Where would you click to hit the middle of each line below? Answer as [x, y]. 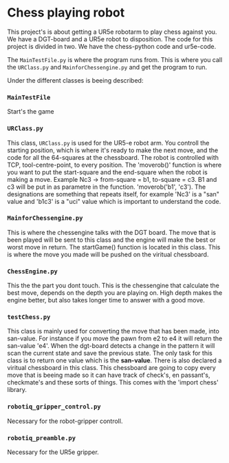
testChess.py [29, 317]
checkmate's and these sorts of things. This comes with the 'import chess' [113, 382]
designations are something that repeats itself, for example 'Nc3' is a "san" [113, 194]
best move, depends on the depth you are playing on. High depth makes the [115, 293]
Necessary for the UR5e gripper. [53, 452]
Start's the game [31, 112]
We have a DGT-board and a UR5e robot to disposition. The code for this [110, 39]
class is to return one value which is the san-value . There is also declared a [115, 360]
